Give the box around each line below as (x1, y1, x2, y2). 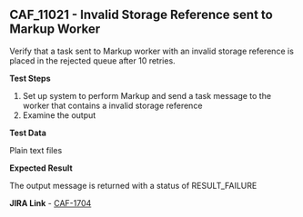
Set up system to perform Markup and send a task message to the (22, 90, 271, 101)
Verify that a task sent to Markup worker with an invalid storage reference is (9, 45, 294, 56)
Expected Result (9, 163, 73, 173)
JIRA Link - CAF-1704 (9, 197, 92, 208)
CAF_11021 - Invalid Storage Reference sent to (9, 7, 273, 23)
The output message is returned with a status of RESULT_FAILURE (9, 180, 258, 191)
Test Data (9, 127, 47, 138)
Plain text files (9, 144, 63, 155)
